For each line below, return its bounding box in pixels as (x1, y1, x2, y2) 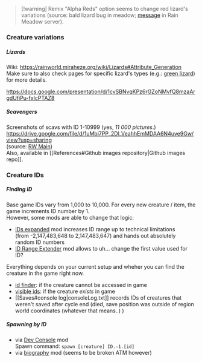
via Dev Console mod (14, 336, 69, 343)
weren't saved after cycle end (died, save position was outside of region (14, 300, 195, 308)
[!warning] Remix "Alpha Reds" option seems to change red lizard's (21, 5, 188, 12)
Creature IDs (6, 171, 44, 179)
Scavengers (6, 108, 37, 116)
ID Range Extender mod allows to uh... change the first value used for (14, 245, 188, 252)
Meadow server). (21, 18, 64, 25)
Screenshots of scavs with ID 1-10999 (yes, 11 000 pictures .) (6, 123, 156, 131)
